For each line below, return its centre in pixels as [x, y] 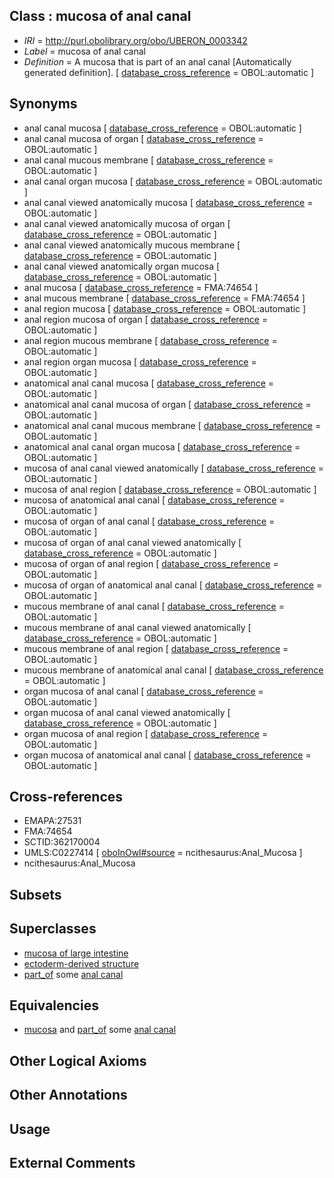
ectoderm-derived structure [81, 963]
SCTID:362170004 [62, 842]
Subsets [35, 894]
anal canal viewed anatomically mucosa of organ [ [127, 223]
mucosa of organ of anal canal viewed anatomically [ [132, 542]
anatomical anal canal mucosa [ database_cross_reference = [149, 383]
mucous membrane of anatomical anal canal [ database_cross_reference [173, 670]
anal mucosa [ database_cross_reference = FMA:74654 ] [141, 287]
